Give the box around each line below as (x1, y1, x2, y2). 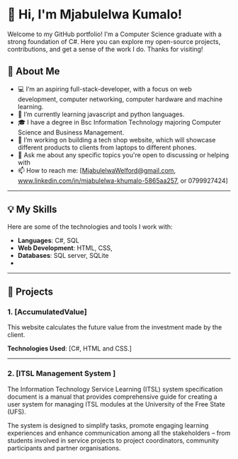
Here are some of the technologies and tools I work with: (7, 222, 173, 231)
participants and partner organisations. (7, 443, 121, 452)
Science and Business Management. (17, 127, 125, 137)
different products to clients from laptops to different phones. (17, 143, 197, 152)
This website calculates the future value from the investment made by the (7, 323, 222, 331)
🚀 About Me (7, 65, 60, 77)
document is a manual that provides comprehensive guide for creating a (7, 392, 217, 401)
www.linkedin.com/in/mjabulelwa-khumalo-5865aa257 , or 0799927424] (17, 176, 228, 185)
